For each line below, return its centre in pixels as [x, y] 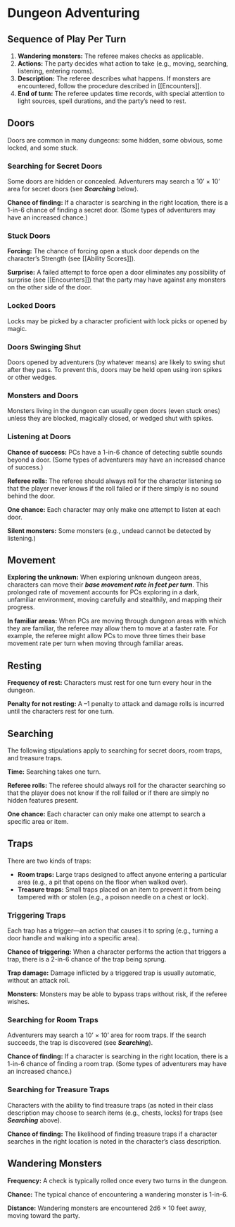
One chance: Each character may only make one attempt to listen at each [114, 509]
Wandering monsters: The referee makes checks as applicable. [110, 56]
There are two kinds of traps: [49, 861]
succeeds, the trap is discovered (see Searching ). [80, 1043]
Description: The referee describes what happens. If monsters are [114, 78]
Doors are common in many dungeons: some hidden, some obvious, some [115, 140]
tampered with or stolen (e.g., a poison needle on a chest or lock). [113, 897]
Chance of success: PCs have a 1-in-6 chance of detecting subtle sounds [115, 452]
